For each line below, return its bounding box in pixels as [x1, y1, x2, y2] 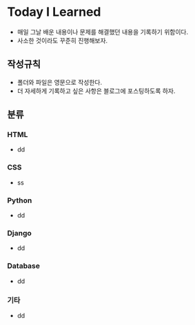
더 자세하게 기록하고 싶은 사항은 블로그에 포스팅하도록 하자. [17, 87, 176, 95]
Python [7, 196, 32, 205]
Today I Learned [7, 4, 101, 20]
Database [7, 261, 40, 271]
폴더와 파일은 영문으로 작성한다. [17, 78, 102, 86]
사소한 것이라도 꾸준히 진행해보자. [17, 36, 108, 45]
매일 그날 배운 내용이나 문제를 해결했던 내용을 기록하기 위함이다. [17, 28, 188, 36]
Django [7, 228, 32, 238]
